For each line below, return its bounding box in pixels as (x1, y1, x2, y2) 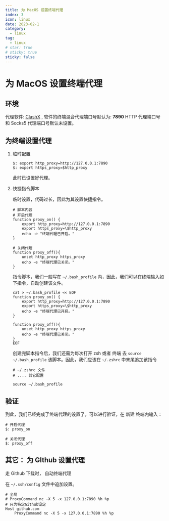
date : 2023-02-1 (5, 21, 39, 27)
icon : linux (5, 17, 30, 22)
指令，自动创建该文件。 (17, 280, 66, 286)
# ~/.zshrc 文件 (12, 368, 45, 373)
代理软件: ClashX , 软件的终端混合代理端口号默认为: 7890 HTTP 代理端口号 (5, 114, 160, 120)
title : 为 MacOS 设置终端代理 (5, 7, 64, 13)
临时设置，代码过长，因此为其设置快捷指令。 (12, 196, 106, 202)
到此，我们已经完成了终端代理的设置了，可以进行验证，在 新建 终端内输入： (5, 411, 162, 417)
